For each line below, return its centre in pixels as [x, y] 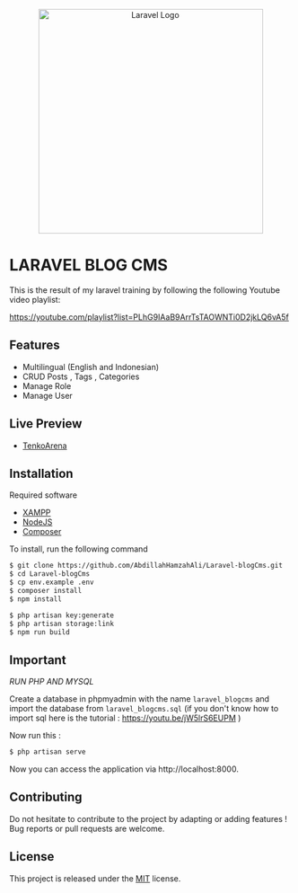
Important [38, 660]
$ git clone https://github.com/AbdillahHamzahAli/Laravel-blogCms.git [146, 566]
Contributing [46, 797]
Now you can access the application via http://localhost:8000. [124, 769]
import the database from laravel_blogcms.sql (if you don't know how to [144, 709]
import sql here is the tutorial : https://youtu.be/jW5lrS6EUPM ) [125, 718]
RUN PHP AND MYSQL [52, 682]
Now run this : [35, 736]
